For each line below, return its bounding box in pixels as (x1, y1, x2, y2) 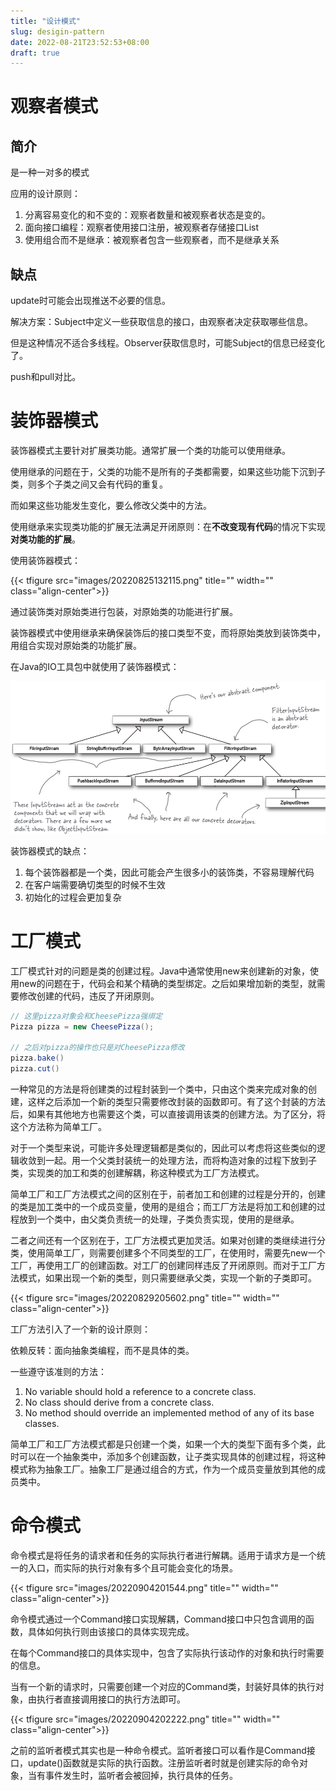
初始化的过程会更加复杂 (24, 891, 122, 903)
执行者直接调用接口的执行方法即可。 (36, 1693, 186, 1705)
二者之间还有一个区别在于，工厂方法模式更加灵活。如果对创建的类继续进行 (10, 1234, 317, 1246)
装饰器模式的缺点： (10, 845, 90, 857)
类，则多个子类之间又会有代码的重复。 (10, 478, 168, 490)
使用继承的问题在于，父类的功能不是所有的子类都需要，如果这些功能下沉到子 (10, 466, 326, 477)
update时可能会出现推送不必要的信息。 (10, 295, 171, 307)
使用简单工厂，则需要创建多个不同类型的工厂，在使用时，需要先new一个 (27, 1246, 326, 1259)
